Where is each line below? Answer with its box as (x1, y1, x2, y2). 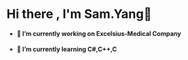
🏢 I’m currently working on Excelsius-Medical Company (16, 29, 182, 37)
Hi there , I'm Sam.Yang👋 (6, 6, 152, 22)
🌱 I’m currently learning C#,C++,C (16, 45, 118, 54)
